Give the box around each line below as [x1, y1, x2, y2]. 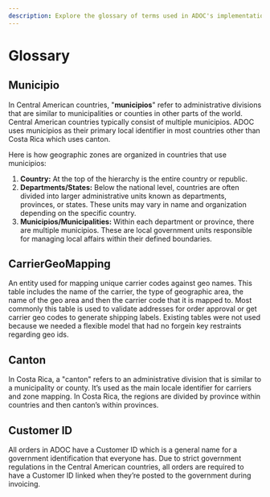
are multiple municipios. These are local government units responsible [19, 225, 253, 234]
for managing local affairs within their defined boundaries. [19, 234, 213, 243]
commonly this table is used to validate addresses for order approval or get [8, 304, 257, 314]
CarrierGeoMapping [8, 257, 111, 271]
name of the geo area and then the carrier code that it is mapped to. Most [8, 296, 252, 305]
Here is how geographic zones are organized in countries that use [8, 150, 227, 159]
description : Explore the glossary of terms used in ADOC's [8, 11, 215, 20]
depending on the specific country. [19, 208, 137, 217]
